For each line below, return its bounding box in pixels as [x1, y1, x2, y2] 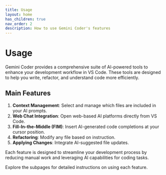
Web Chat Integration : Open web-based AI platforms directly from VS [12, 113, 157, 119]
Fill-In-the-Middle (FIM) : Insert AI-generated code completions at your [12, 123, 159, 129]
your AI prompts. [12, 107, 47, 113]
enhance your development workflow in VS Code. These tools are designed [5, 69, 161, 75]
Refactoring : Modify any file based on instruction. [12, 134, 116, 140]
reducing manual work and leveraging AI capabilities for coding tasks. [5, 154, 149, 160]
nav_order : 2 [5, 21, 32, 26]
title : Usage [5, 7, 32, 12]
